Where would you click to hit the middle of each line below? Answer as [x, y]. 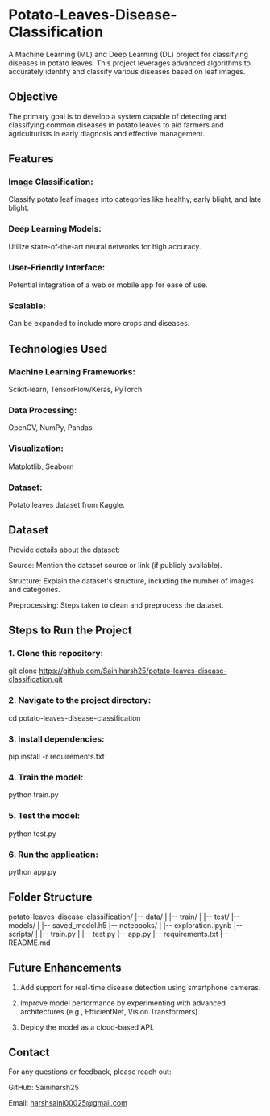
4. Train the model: [46, 777]
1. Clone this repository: [56, 654]
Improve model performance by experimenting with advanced [123, 1003]
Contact [29, 1052]
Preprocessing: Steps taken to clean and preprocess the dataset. [116, 605]
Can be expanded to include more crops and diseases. [99, 324]
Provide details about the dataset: [64, 550]
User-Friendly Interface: [57, 267]
